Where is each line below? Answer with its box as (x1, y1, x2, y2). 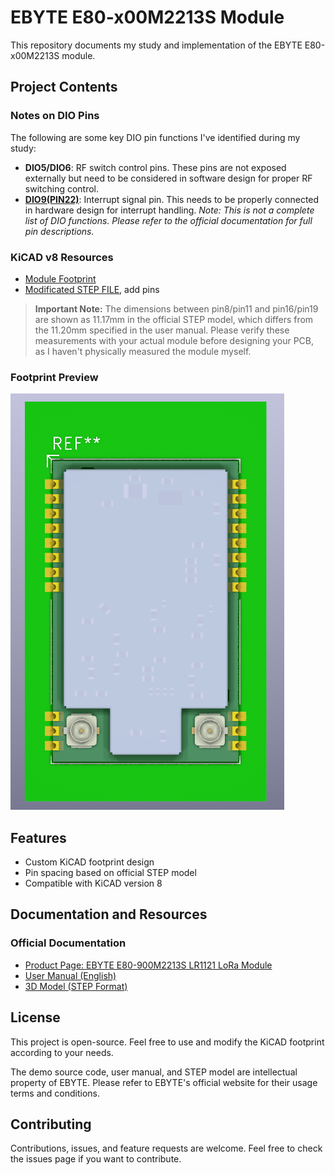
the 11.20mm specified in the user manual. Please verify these (34, 324, 290, 336)
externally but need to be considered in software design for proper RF (24, 172, 313, 184)
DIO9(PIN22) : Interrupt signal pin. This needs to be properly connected (24, 193, 320, 205)
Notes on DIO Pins (10, 109, 100, 123)
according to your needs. (10, 1046, 114, 1058)
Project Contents (10, 79, 118, 96)
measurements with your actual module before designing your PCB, (34, 334, 315, 346)
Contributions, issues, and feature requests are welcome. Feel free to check (10, 1142, 323, 1155)
